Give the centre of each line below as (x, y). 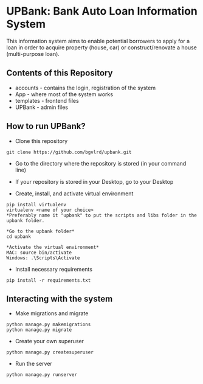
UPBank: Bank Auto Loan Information (102, 11)
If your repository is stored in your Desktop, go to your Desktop (94, 181)
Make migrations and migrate (52, 313)
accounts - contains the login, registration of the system (85, 88)
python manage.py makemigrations (49, 325)
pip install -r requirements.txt (49, 280)
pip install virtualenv (36, 204)
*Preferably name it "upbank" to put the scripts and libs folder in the (102, 215)
